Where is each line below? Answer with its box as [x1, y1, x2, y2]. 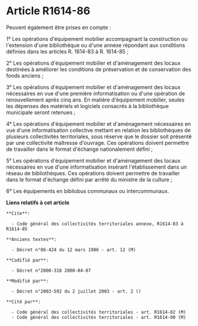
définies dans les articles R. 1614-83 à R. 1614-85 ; [6, 48, 129, 55]
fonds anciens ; [6, 72, 44, 79]
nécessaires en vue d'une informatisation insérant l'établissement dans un [6, 163, 187, 170]
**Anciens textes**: [6, 236, 57, 242]
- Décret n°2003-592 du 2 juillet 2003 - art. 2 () [11, 288, 142, 295]
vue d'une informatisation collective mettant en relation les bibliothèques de [6, 126, 191, 134]
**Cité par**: [6, 299, 41, 305]
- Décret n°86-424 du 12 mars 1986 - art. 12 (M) [11, 246, 136, 253]
